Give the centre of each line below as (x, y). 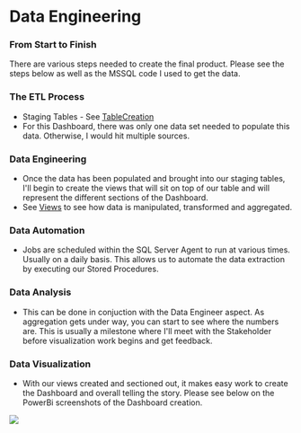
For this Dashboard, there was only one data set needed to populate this (156, 126)
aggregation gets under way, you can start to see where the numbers (150, 322)
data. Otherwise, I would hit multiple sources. (106, 136)
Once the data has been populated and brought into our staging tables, (154, 179)
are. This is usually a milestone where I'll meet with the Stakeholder (147, 331)
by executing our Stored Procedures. (90, 269)
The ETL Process (47, 97)
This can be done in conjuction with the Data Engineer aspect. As (143, 312)
